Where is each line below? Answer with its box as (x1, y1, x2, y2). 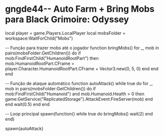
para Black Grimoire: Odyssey (5, 14, 129, 25)
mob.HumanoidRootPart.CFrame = (5, 60, 75, 66)
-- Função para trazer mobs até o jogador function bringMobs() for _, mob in (5, 45, 159, 51)
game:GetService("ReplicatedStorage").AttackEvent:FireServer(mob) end (5, 96, 153, 102)
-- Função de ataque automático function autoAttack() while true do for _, (5, 80, 153, 86)
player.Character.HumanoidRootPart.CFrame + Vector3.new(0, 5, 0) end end (5, 65, 159, 72)
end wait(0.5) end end (5, 101, 50, 107)
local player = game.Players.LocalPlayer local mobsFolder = (5, 30, 126, 36)
